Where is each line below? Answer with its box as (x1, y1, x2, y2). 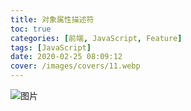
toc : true (10, 24, 52, 34)
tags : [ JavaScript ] (10, 42, 92, 53)
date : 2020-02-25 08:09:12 (10, 52, 123, 62)
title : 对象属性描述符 (10, 14, 95, 25)
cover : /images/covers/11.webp (10, 61, 141, 71)
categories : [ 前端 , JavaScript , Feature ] (10, 33, 183, 43)
